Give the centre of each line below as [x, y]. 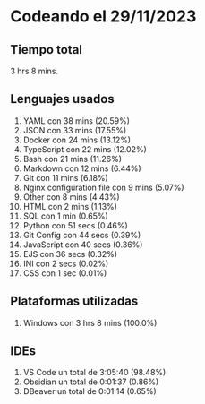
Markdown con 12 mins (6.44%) [82, 168]
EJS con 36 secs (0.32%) [70, 254]
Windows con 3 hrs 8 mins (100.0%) [90, 322]
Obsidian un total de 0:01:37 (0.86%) [91, 382]
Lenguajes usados [62, 99]
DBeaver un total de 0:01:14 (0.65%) [90, 391]
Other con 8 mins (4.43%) [71, 197]
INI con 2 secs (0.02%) [66, 263]
